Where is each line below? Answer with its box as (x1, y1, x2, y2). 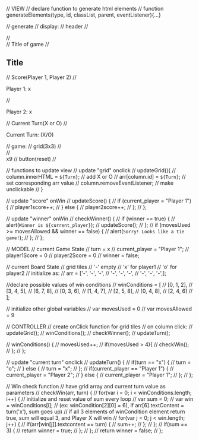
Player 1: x (6, 85, 31, 92)
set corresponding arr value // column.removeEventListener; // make (6, 179, 174, 186)
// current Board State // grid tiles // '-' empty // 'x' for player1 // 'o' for (6, 263, 177, 270)
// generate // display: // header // (6, 23, 89, 30)
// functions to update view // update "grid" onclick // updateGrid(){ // (6, 166, 176, 174)
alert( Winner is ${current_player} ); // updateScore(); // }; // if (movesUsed (6, 221, 191, 228)
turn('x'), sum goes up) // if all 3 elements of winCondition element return (6, 408, 185, 415)
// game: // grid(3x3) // (6, 143, 62, 150)
